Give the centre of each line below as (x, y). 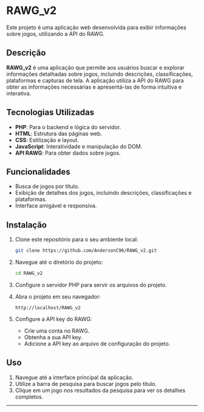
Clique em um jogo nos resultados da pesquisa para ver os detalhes (100, 390)
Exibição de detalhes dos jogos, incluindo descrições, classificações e (103, 193)
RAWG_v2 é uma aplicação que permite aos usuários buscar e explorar (96, 67)
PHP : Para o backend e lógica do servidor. (68, 127)
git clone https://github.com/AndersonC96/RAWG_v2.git (86, 251)
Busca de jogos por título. (47, 186)
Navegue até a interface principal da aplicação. (74, 377)
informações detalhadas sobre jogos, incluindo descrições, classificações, (100, 74)
